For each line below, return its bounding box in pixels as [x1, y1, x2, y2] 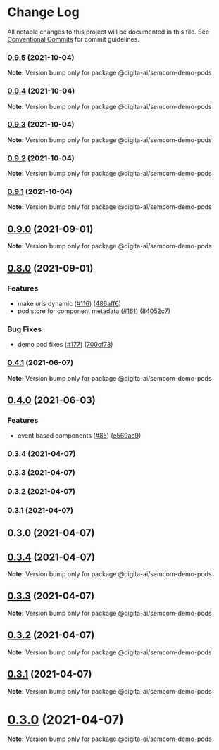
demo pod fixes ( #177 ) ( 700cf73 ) [17, 341, 113, 349]
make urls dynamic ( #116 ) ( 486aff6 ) [17, 299, 122, 307]
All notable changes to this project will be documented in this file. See [7, 27, 210, 36]
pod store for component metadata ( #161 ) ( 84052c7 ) [17, 307, 171, 315]
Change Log [7, 4, 80, 20]
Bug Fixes [7, 324, 42, 334]
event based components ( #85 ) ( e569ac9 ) [17, 431, 142, 440]
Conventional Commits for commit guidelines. [7, 34, 139, 43]
